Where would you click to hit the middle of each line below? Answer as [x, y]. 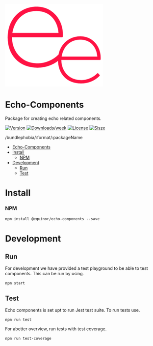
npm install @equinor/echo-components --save [52, 219]
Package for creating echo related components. [53, 118]
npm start [15, 283]
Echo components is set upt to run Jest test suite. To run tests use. [73, 310]
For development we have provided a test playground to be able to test [76, 268]
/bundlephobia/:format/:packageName [44, 137]
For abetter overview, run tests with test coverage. [56, 329]
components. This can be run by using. [45, 274]
